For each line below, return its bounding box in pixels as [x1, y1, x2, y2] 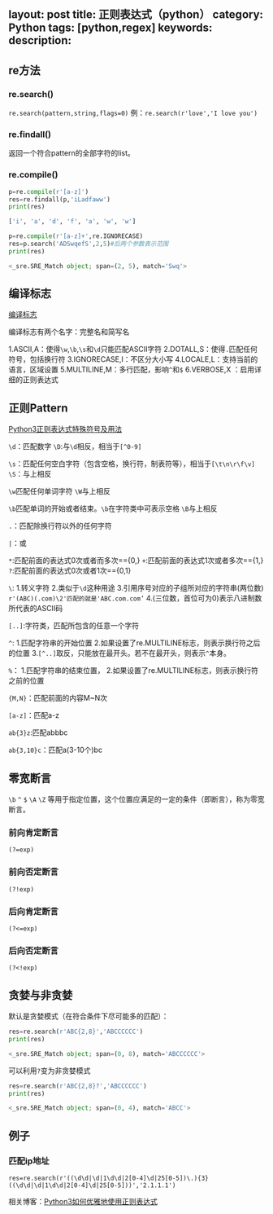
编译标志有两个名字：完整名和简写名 [8, 327, 130, 336]
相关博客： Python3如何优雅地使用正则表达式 [8, 1197, 158, 1207]
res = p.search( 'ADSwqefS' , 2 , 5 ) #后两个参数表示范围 [8, 240, 169, 249]
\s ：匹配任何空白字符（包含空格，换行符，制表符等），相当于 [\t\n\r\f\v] [8, 459, 256, 468]
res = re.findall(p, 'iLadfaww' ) [8, 195, 111, 204]
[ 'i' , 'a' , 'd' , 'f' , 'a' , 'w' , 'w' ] [8, 218, 136, 226]
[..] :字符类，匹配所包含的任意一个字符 [8, 621, 140, 631]
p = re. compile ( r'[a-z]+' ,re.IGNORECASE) [8, 232, 144, 240]
